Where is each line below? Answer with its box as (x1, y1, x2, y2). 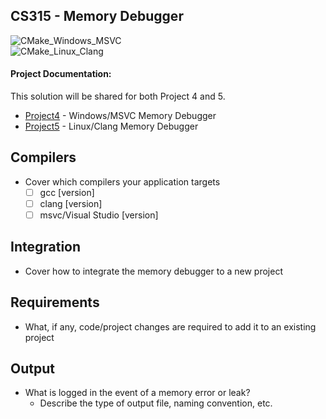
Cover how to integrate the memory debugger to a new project (24, 265, 283, 277)
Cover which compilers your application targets (24, 175, 221, 188)
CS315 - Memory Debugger (10, 8, 184, 25)
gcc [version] (39, 186, 95, 198)
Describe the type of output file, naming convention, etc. (39, 397, 273, 409)
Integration (10, 239, 82, 256)
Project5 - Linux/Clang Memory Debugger (24, 120, 199, 133)
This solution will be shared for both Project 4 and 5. (10, 90, 226, 103)
